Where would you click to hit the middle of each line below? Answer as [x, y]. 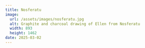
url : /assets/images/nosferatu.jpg [47, 19]
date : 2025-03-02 [23, 38]
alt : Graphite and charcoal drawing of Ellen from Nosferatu [75, 24]
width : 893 [21, 28]
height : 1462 [23, 33]
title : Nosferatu [23, 10]
